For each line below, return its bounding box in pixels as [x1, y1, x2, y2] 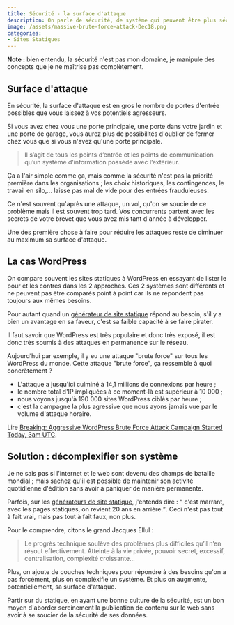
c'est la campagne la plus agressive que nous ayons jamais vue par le [17, 402, 218, 410]
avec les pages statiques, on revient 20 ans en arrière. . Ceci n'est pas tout [7, 504, 224, 513]
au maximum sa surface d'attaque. [7, 235, 107, 244]
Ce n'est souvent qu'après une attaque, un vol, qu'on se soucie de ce [7, 199, 207, 208]
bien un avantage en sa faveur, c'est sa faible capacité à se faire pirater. [7, 317, 214, 325]
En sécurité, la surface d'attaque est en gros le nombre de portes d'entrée [7, 101, 220, 109]
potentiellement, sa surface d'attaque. [7, 582, 117, 591]
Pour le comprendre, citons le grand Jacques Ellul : [7, 525, 154, 534]
